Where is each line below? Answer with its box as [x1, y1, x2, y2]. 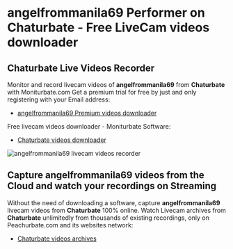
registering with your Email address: [7, 95, 111, 104]
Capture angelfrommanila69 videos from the [7, 169, 205, 182]
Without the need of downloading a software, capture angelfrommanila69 [7, 198, 220, 207]
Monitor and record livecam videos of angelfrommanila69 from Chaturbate [7, 81, 225, 88]
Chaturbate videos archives [17, 234, 97, 243]
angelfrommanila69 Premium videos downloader [17, 109, 157, 117]
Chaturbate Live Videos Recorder [7, 62, 155, 74]
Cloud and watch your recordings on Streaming [7, 180, 217, 192]
